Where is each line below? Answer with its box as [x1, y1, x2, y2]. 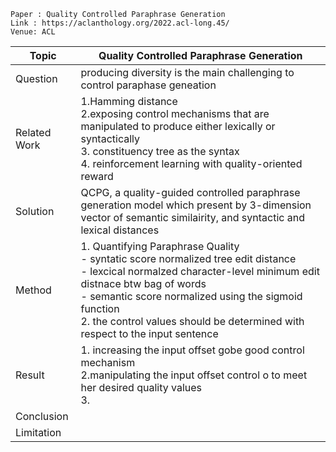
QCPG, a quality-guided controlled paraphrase [80, 186, 301, 199]
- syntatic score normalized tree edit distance [80, 252, 297, 265]
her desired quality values [80, 381, 203, 394]
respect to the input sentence [80, 327, 219, 340]
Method [15, 283, 52, 297]
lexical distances [80, 223, 160, 237]
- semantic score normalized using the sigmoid [80, 290, 303, 303]
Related [15, 126, 52, 139]
